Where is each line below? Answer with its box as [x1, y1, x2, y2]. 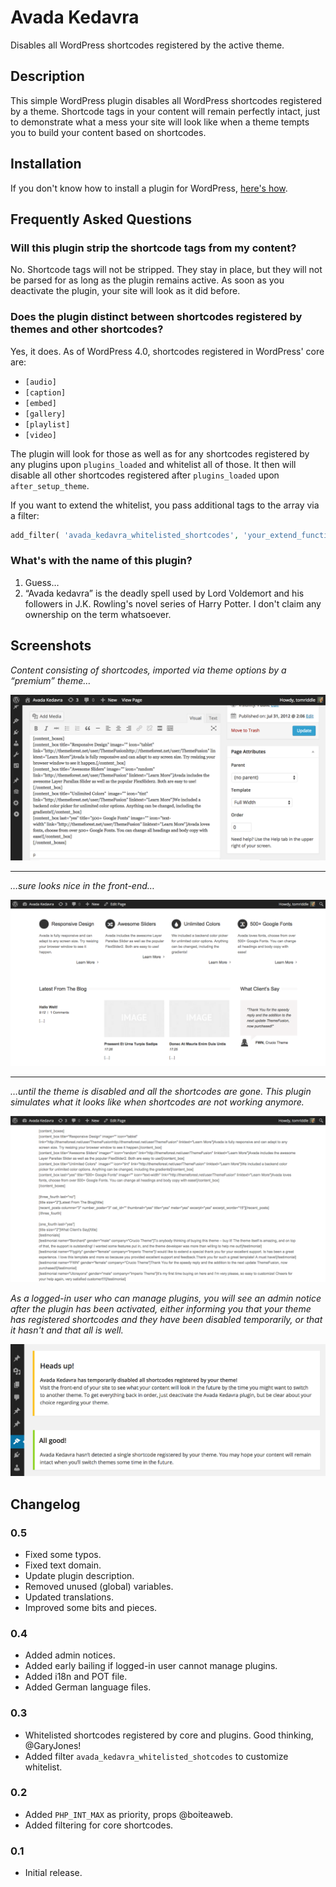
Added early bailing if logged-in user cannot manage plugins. [24, 1660, 278, 1672]
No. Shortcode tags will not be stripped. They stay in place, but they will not [10, 264, 323, 276]
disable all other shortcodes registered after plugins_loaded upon [10, 469, 280, 481]
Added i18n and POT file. [24, 1671, 128, 1683]
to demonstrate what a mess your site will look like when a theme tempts [10, 116, 310, 128]
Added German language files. [24, 1681, 152, 1693]
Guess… [24, 576, 60, 588]
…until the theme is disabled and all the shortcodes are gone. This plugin [10, 1086, 312, 1098]
